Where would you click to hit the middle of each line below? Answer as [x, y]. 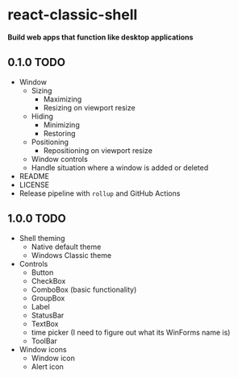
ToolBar [44, 341]
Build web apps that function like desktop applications [100, 37]
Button [42, 272]
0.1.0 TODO [37, 62]
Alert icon [47, 366]
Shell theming [42, 238]
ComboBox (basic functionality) [84, 289]
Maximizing [63, 99]
